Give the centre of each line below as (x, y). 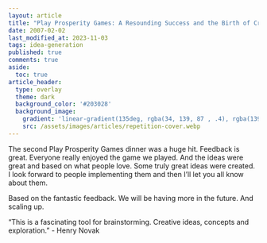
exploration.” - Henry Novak (54, 230)
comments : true (33, 60)
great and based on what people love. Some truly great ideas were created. (132, 166)
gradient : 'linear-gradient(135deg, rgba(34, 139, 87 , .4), (126, 119)
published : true (35, 52)
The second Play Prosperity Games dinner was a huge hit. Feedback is (124, 148)
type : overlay (39, 89)
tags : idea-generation (46, 45)
